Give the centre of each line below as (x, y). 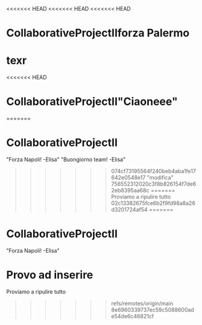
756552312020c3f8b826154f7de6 (154, 184)
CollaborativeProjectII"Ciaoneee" (92, 102)
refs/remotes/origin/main (142, 303)
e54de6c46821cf (133, 316)
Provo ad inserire (50, 275)
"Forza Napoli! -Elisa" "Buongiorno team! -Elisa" (66, 159)
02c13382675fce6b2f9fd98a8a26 (153, 203)
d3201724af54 (129, 210)
